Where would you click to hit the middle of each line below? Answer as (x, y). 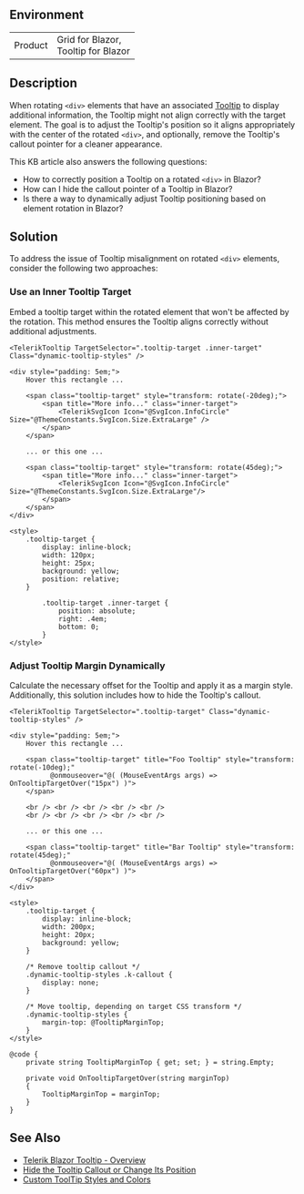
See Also (35, 1138)
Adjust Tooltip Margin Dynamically (87, 666)
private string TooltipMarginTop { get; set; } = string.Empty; (150, 1063)
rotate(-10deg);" (42, 768)
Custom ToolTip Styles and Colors (87, 1179)
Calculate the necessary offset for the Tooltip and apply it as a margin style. (152, 686)
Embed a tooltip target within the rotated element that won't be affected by (149, 311)
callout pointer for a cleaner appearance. (86, 144)
